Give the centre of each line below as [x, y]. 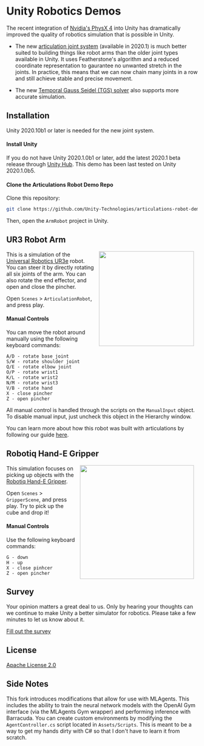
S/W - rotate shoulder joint [43, 362]
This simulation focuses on [40, 468]
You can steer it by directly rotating [50, 267]
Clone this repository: [33, 198]
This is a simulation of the [39, 254]
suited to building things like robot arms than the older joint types [97, 52]
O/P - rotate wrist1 [32, 372]
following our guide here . [38, 435]
